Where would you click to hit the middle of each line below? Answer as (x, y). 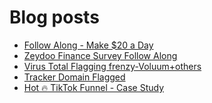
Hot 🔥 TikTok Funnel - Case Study (94, 87)
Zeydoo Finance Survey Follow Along (100, 55)
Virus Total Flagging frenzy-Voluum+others (112, 66)
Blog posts (54, 17)
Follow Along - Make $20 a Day (88, 45)
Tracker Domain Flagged (74, 77)
